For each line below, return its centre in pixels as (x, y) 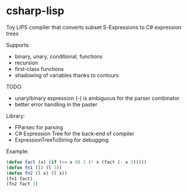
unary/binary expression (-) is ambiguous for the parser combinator (97, 98)
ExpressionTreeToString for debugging (62, 139)
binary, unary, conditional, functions (58, 56)
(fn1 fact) (20, 178)
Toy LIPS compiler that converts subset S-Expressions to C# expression (94, 27)
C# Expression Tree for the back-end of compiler (75, 134)
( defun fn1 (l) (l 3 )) (34, 167)
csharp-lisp (35, 11)
